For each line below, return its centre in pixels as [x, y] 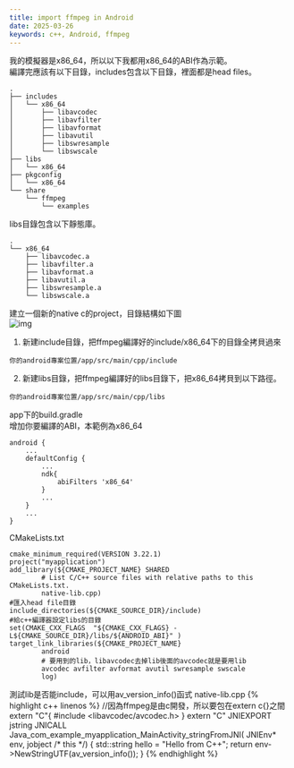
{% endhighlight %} [182, 754]
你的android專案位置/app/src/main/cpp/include [93, 361]
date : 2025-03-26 [42, 26]
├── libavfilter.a [59, 265]
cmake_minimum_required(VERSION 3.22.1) [86, 555]
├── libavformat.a [59, 273]
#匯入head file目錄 [43, 603]
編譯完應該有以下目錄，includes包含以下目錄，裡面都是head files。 [133, 72]
